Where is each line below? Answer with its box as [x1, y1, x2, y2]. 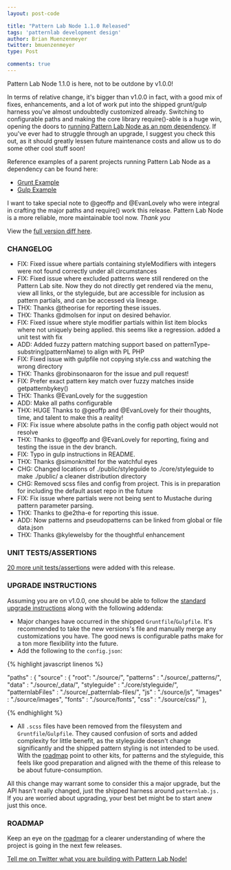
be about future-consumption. [16, 766, 103, 774]
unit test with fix [16, 333, 63, 341]
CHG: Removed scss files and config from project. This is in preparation [16, 480, 221, 488]
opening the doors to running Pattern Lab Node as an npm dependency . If [7, 122, 217, 130]
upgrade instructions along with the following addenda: [7, 604, 164, 612]
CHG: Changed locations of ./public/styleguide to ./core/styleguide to [16, 465, 214, 473]
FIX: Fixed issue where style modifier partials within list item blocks [16, 318, 208, 327]
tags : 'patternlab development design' [7, 29, 122, 36]
